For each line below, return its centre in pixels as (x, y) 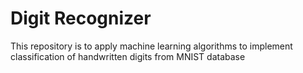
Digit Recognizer (81, 18)
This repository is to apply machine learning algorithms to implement (151, 46)
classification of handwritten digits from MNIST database (128, 56)
